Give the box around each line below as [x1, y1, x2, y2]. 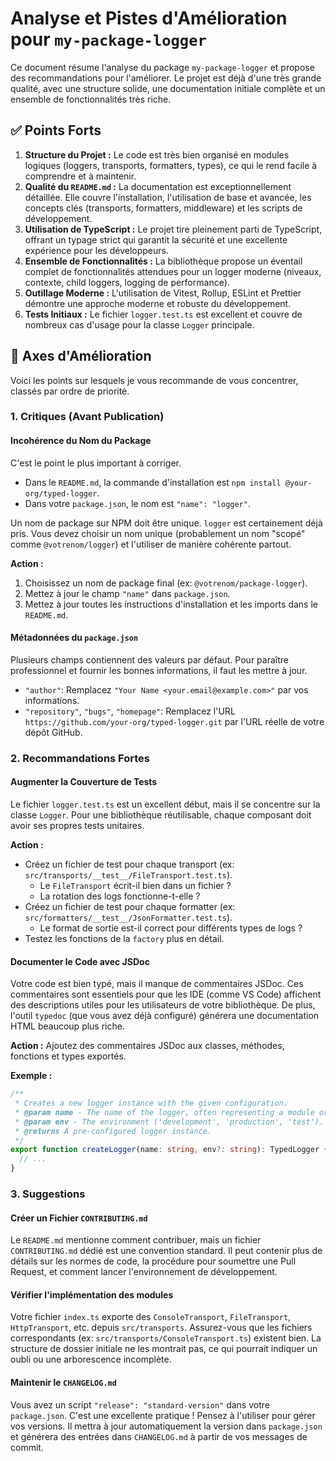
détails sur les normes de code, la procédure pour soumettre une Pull [10, 1255, 297, 1267]
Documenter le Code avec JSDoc [10, 955, 150, 967]
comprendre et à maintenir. [24, 170, 137, 182]
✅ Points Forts [10, 122, 102, 139]
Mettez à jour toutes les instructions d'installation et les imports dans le [24, 598, 318, 610]
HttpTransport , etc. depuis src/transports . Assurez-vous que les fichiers [10, 1322, 313, 1334]
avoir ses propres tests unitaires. [10, 820, 145, 832]
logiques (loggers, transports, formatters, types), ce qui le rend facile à [24, 159, 318, 171]
